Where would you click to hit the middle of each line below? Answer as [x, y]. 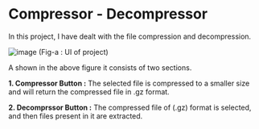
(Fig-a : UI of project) [74, 52]
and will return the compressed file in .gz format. [89, 92]
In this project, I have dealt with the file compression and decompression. [130, 36]
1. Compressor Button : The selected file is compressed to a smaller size [129, 83]
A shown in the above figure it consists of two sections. [100, 67]
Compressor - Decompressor [108, 14]
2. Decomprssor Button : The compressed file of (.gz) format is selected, [130, 107]
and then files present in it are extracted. [76, 116]
